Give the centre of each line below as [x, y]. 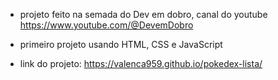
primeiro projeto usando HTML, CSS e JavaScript [121, 44]
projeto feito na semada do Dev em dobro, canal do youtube [143, 14]
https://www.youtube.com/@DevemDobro [106, 25]
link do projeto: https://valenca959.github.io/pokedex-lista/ [141, 63]
